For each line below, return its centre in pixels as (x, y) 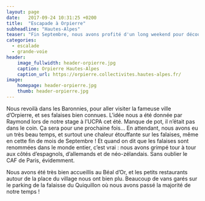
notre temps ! (23, 191)
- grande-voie (30, 52)
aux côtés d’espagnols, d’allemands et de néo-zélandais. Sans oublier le (97, 153)
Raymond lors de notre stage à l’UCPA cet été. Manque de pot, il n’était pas (101, 121)
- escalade (26, 46)
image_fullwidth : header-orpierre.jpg (67, 63)
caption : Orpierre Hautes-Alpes (58, 69)
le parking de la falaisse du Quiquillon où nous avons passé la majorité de (99, 185)
